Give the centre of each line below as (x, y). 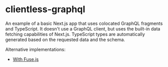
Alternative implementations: (35, 49)
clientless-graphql (45, 9)
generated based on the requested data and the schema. (65, 40)
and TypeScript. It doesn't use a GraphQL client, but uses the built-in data (83, 28)
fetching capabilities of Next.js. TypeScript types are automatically (75, 34)
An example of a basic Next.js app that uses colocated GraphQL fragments (84, 23)
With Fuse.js (26, 59)
